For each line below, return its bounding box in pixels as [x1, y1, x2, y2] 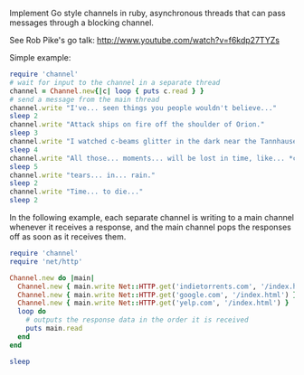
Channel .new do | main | [9, 273, 95, 283]
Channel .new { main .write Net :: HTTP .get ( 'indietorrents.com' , [17, 282, 257, 291]
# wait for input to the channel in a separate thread [9, 78, 221, 87]
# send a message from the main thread [9, 95, 160, 104]
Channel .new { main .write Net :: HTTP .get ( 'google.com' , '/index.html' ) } [17, 290, 298, 299]
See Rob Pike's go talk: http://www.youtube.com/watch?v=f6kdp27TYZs [9, 35, 280, 45]
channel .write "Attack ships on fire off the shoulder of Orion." [9, 120, 265, 129]
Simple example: [9, 52, 71, 62]
